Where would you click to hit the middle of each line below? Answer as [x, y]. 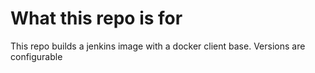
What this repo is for [96, 18]
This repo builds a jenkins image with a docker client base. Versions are [158, 46]
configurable [36, 56]
